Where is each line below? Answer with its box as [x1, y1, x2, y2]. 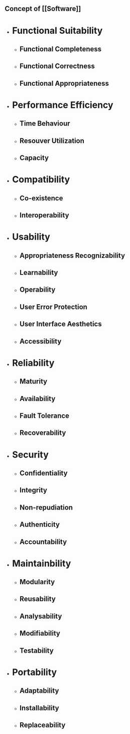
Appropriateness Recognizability [19, 251, 125, 260]
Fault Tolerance [19, 411, 70, 420]
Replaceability [19, 721, 66, 729]
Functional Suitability [12, 25, 103, 36]
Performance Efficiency [12, 99, 113, 110]
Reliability [12, 357, 55, 368]
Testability [19, 646, 54, 655]
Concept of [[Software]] [5, 5, 81, 13]
